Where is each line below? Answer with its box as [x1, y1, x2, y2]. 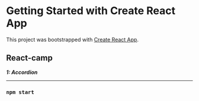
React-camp [6, 53, 53, 63]
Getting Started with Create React [6, 4, 176, 18]
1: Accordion [6, 69, 38, 76]
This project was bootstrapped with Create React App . [6, 36, 139, 43]
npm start [6, 89, 34, 95]
